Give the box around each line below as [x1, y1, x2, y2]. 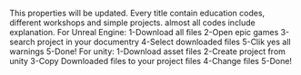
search [9, 36, 35, 47]
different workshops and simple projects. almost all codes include [9, 17, 256, 28]
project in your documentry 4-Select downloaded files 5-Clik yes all [36, 36, 291, 47]
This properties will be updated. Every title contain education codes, [9, 8, 266, 18]
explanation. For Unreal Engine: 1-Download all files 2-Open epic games [9, 27, 279, 37]
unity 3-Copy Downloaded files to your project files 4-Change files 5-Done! [9, 56, 293, 66]
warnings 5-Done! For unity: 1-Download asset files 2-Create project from [9, 46, 286, 57]
